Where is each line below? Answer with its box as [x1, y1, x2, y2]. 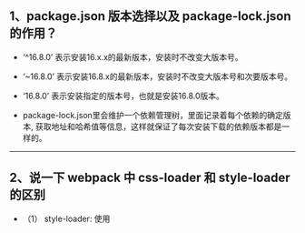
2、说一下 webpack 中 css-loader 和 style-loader [9, 170, 290, 186]
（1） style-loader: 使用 [22, 213, 111, 224]
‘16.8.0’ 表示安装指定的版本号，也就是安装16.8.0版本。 [22, 90, 224, 101]
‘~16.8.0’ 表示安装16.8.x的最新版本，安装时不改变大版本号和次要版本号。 [22, 71, 293, 82]
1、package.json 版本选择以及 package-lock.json [9, 8, 292, 25]
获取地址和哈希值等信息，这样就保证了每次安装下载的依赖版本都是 [34, 121, 282, 132]
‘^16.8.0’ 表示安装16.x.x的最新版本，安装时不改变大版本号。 [22, 51, 243, 62]
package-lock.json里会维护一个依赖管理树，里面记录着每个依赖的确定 [22, 109, 284, 120]
